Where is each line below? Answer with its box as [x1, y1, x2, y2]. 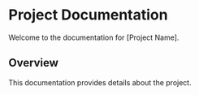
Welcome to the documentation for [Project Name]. [8, 32, 180, 42]
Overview [8, 56, 59, 70]
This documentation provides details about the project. [8, 77, 193, 87]
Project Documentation [8, 6, 168, 24]
